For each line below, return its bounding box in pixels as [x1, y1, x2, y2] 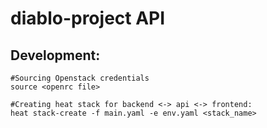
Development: [10, 47, 101, 64]
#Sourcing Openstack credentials [10, 73, 150, 83]
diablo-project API [10, 7, 166, 30]
